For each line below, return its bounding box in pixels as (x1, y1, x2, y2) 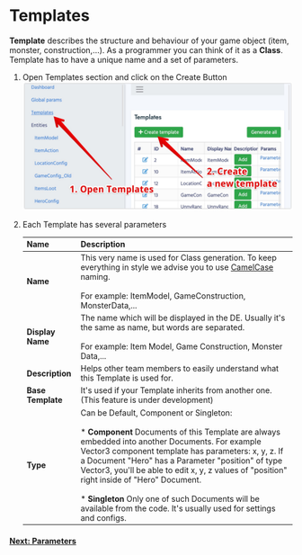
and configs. (80, 512, 128, 523)
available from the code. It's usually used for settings (80, 503, 276, 514)
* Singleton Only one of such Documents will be (80, 493, 261, 504)
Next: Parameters (9, 535, 76, 546)
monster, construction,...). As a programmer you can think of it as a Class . (9, 44, 283, 55)
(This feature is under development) (80, 395, 214, 406)
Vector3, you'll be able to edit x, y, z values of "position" (80, 464, 288, 475)
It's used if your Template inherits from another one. (80, 385, 272, 396)
